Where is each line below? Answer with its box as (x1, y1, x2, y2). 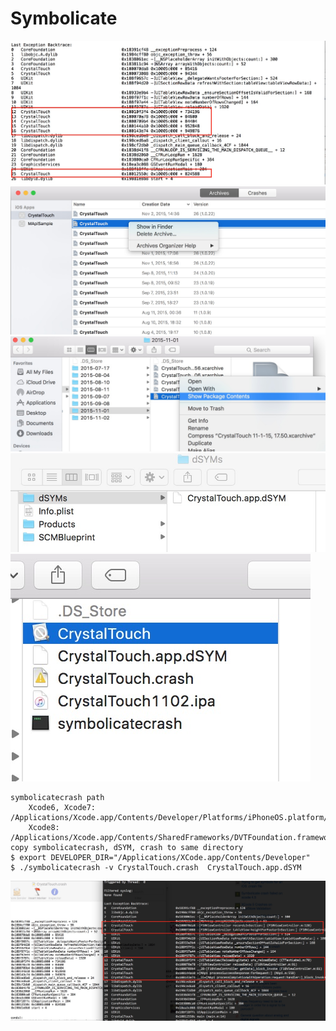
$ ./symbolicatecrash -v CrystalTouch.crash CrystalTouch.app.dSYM (10, 862, 302, 872)
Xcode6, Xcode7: (28, 802, 97, 812)
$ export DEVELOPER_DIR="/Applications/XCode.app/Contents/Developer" (10, 852, 311, 862)
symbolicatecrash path (10, 792, 105, 802)
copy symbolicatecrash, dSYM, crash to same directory (10, 842, 244, 852)
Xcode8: (28, 822, 60, 832)
